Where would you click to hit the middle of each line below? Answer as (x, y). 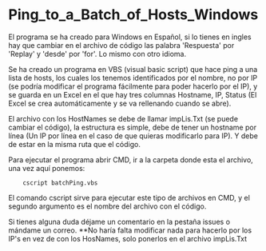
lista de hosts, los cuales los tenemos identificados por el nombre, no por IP (133, 78)
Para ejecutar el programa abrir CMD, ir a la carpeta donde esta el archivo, (131, 159)
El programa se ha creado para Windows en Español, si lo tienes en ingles (130, 37)
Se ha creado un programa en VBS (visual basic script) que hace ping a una (133, 69)
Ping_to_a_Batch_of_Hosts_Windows (133, 15)
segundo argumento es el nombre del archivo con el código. (107, 206)
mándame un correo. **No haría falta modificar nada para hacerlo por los (130, 230)
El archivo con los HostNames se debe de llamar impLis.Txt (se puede (123, 118)
